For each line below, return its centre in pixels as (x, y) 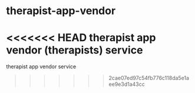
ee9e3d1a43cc (127, 84)
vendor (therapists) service (75, 50)
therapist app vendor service (41, 67)
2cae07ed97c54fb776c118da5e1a (149, 78)
